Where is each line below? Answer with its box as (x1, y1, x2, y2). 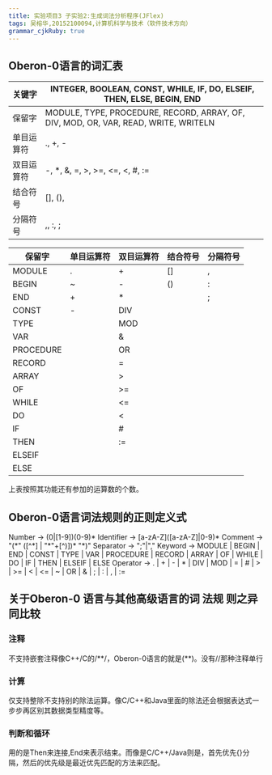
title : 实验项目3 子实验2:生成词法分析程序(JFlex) (8, 11, 164, 20)
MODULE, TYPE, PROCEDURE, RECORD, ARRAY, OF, (45, 107, 245, 118)
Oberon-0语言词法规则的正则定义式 (8, 510, 187, 524)
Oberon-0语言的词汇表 (8, 58, 123, 73)
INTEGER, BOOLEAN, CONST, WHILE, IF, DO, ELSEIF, (49, 83, 255, 95)
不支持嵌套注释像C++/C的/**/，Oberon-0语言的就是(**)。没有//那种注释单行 (8, 653, 263, 663)
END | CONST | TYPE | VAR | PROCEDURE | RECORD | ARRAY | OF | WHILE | (8, 549, 263, 559)
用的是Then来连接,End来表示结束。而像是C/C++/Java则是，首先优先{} (8, 747, 243, 757)
